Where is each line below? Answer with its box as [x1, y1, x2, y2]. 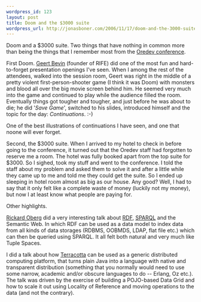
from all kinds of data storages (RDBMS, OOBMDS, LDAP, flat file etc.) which [6, 227, 195, 234]
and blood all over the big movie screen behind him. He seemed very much [6, 85, 191, 93]
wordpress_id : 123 [6, 8, 52, 15]
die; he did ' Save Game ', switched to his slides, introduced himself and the [6, 104, 190, 111]
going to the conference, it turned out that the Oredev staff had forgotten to [6, 147, 193, 154]
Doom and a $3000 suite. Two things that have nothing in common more [6, 42, 185, 49]
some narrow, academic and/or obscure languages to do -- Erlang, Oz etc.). [6, 270, 193, 277]
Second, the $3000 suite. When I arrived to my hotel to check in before [6, 140, 182, 147]
